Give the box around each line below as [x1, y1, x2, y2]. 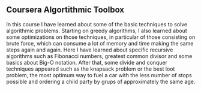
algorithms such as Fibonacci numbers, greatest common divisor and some [6, 52, 193, 59]
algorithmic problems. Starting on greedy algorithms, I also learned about [6, 27, 187, 34]
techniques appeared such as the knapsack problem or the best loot [6, 65, 175, 72]
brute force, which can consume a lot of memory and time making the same [6, 40, 194, 47]
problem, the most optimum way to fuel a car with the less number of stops [6, 71, 192, 78]
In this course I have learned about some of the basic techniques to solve [6, 20, 188, 28]
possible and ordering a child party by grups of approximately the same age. [6, 78, 196, 85]
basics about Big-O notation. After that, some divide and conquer [6, 59, 168, 66]
